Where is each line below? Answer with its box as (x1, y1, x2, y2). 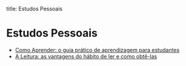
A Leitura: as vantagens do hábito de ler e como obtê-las (15, 53, 158, 60)
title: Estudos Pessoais (6, 5, 63, 12)
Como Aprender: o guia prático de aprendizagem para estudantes (15, 46, 180, 53)
